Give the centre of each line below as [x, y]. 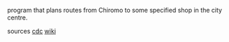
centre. [17, 17]
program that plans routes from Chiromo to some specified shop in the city [114, 10]
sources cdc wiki [32, 31]
